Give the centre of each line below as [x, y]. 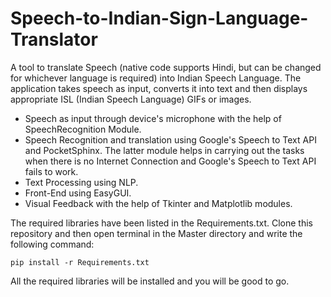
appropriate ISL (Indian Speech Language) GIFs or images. [131, 99]
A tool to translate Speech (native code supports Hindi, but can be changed [166, 67]
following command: [52, 244]
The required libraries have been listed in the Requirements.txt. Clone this [161, 223]
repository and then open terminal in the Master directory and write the [156, 233]
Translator [54, 39]
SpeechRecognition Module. [83, 129]
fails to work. [51, 171]
